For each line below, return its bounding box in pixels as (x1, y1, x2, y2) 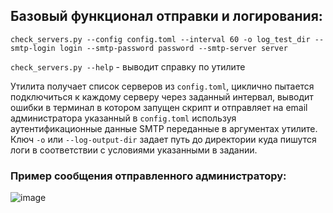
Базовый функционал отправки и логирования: (10, 8, 323, 25)
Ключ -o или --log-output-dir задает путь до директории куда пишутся (10, 133, 317, 145)
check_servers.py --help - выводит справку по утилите (10, 60, 246, 73)
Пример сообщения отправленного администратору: (10, 169, 287, 183)
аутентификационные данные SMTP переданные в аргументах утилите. (10, 122, 318, 134)
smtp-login (10, 43, 56, 53)
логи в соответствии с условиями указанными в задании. (10, 144, 258, 156)
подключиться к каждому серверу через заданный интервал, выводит (10, 90, 314, 103)
